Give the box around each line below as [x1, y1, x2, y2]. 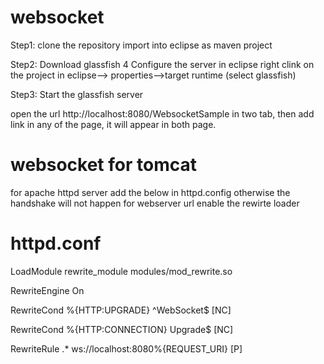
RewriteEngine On [10, 284, 85, 296]
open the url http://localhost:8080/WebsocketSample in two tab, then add [10, 107, 315, 120]
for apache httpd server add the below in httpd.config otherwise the [10, 186, 291, 198]
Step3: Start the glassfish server [10, 88, 144, 100]
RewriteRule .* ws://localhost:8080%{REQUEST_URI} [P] [10, 342, 243, 355]
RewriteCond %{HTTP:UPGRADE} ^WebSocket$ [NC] [10, 304, 232, 316]
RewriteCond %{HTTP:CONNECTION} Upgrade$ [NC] [10, 323, 234, 335]
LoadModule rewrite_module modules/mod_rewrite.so [10, 265, 233, 277]
